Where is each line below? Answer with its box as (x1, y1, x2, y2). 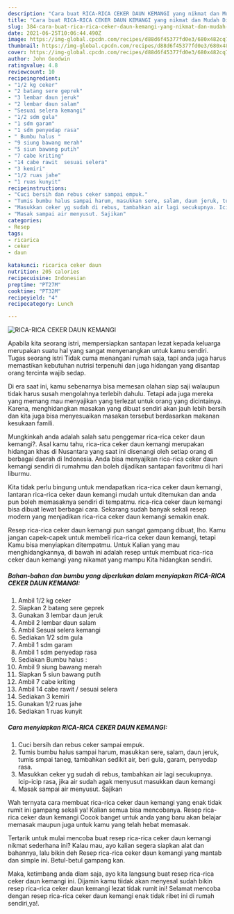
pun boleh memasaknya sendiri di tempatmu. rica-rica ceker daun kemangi (8, 498, 223, 506)
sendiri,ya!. (8, 899, 40, 908)
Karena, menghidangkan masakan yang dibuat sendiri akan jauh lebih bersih (8, 405, 226, 413)
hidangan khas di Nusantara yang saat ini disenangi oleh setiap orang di (8, 448, 214, 456)
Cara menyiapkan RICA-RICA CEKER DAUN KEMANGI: (8, 723, 168, 731)
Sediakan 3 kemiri (17, 692, 70, 701)
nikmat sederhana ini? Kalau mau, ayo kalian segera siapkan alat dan (8, 842, 204, 850)
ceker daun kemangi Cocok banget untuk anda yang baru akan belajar (20, 813, 222, 822)
